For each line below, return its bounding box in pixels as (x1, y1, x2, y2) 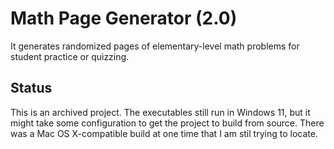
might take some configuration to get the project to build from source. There (10, 117, 325, 129)
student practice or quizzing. (10, 50, 130, 62)
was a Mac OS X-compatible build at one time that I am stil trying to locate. (10, 127, 318, 139)
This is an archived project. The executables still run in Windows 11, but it (10, 106, 311, 118)
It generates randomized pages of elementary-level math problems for (10, 40, 300, 52)
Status (10, 80, 53, 97)
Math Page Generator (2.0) (10, 7, 238, 30)
